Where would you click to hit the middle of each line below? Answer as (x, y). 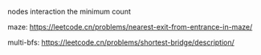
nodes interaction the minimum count (69, 12)
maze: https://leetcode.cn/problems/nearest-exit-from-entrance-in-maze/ (130, 27)
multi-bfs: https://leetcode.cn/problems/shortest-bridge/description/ (121, 42)
